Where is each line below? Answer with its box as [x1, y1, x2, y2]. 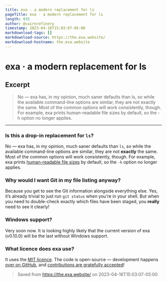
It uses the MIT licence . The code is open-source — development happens [5, 256, 159, 262]
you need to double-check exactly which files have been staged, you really [5, 199, 160, 205]
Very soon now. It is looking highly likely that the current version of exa [5, 227, 150, 233]
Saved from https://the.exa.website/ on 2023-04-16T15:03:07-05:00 [17, 271, 158, 277]
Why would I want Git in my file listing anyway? [5, 177, 121, 184]
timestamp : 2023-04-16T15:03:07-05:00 [5, 26, 85, 31]
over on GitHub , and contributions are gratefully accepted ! [5, 262, 125, 268]
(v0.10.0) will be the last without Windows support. [5, 233, 108, 239]
